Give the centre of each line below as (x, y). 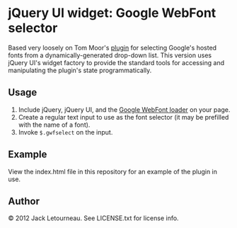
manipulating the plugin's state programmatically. (80, 70)
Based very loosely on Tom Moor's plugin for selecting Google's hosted (112, 47)
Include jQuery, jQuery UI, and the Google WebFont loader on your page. (124, 109)
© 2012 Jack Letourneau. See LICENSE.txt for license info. (93, 218)
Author (24, 201)
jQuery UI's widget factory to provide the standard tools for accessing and (116, 62)
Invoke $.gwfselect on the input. (65, 132)
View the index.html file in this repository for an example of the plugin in (113, 171)
